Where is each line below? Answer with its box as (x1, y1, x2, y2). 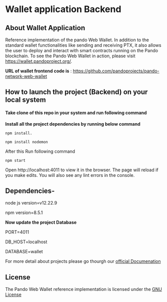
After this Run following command (5, 148, 75, 154)
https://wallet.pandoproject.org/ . (5, 58, 72, 64)
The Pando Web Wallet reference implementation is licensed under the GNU (5, 286, 162, 292)
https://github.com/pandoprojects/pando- (72, 68, 159, 74)
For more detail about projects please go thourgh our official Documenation (5, 258, 161, 264)
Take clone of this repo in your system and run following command (5, 110, 147, 116)
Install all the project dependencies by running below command (5, 121, 140, 127)
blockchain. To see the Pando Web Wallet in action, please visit (5, 53, 135, 59)
